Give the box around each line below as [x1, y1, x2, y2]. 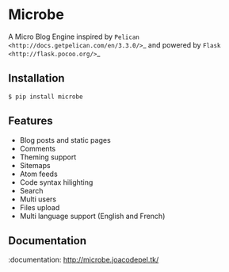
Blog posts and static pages [19, 135, 111, 144]
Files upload [19, 202, 60, 212]
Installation [8, 71, 65, 85]
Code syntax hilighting [19, 177, 94, 187]
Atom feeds [19, 169, 58, 178]
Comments [19, 144, 56, 153]
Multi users [19, 194, 57, 204]
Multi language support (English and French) [19, 211, 166, 220]
